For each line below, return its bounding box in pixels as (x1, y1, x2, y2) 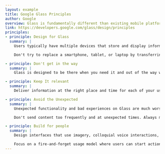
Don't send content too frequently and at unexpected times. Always (14, 115, 157, 120)
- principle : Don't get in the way (5, 61, 78, 66)
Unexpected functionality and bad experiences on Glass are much (14, 106, 151, 111)
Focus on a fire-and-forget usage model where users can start (14, 142, 146, 147)
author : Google (5, 16, 36, 21)
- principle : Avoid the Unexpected (5, 97, 78, 102)
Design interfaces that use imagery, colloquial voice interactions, (14, 133, 160, 138)
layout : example (5, 7, 38, 12)
